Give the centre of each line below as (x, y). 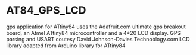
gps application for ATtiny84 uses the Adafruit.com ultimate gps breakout (96, 27)
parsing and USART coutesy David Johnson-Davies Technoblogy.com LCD (98, 39)
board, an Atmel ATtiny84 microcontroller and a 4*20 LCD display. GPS (94, 33)
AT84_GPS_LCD (46, 10)
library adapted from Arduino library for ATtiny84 (66, 46)
